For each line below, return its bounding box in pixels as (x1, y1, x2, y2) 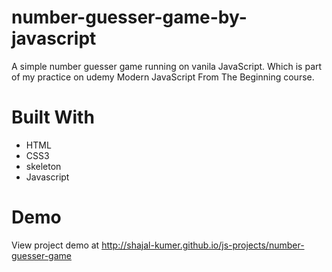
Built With (11, 106, 95, 129)
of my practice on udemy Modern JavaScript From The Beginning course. (11, 71, 315, 83)
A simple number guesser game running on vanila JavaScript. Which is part (11, 60, 323, 72)
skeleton (25, 160, 62, 172)
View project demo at (11, 239, 100, 251)
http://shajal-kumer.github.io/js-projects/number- (101, 239, 305, 251)
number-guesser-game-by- (11, 6, 248, 29)
